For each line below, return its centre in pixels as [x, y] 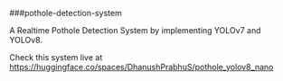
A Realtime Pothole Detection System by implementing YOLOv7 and [135, 30]
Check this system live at [56, 57]
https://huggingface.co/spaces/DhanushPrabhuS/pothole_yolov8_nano [141, 67]
